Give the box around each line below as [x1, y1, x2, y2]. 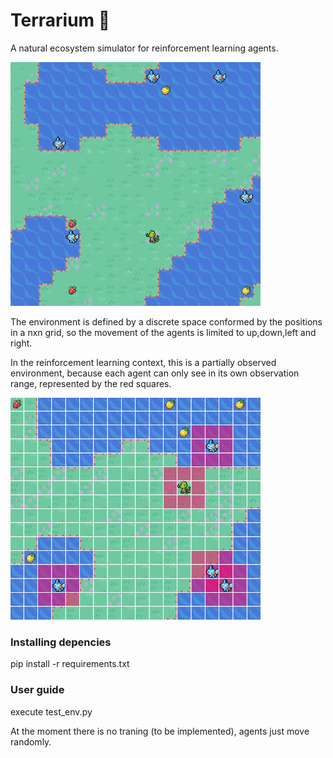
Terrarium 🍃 [10, 9, 111, 32]
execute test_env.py [10, 705, 93, 718]
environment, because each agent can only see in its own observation [10, 367, 300, 379]
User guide [10, 683, 65, 697]
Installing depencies [10, 635, 112, 649]
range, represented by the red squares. [10, 378, 172, 390]
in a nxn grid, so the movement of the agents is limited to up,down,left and [10, 327, 317, 339]
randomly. [10, 735, 52, 748]
